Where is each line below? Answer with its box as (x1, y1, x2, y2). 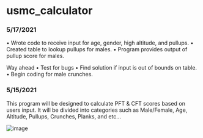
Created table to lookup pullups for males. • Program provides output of (6, 46, 188, 53)
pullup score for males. (6, 53, 64, 60)
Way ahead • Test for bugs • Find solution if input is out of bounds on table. (6, 64, 197, 71)
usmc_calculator (6, 4, 93, 18)
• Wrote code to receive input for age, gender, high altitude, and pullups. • (6, 39, 194, 46)
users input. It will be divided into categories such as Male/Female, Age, (6, 106, 188, 114)
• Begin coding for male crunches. (6, 71, 94, 78)
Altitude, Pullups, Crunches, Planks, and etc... (6, 112, 121, 120)
